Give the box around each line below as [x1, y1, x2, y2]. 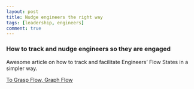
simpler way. [6, 65, 38, 72]
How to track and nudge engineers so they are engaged [6, 45, 171, 53]
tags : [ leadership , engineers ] [6, 20, 84, 26]
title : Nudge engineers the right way [6, 14, 103, 20]
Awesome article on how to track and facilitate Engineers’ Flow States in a [6, 58, 189, 65]
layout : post [6, 8, 39, 15]
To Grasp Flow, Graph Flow [6, 76, 73, 83]
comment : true [6, 25, 42, 31]
